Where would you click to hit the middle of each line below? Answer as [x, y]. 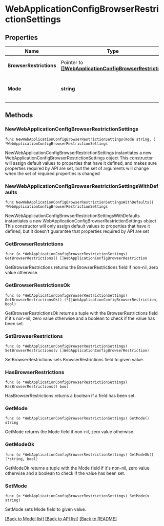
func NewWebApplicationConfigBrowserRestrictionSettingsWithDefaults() [79, 202]
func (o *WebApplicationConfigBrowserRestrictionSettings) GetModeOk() [79, 455]
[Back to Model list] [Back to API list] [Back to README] [61, 519]
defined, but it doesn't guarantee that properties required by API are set [77, 231]
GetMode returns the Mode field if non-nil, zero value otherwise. [70, 432]
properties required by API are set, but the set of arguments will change [77, 168]
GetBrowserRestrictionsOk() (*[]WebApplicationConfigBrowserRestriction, [82, 300]
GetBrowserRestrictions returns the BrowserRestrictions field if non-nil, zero [82, 267]
